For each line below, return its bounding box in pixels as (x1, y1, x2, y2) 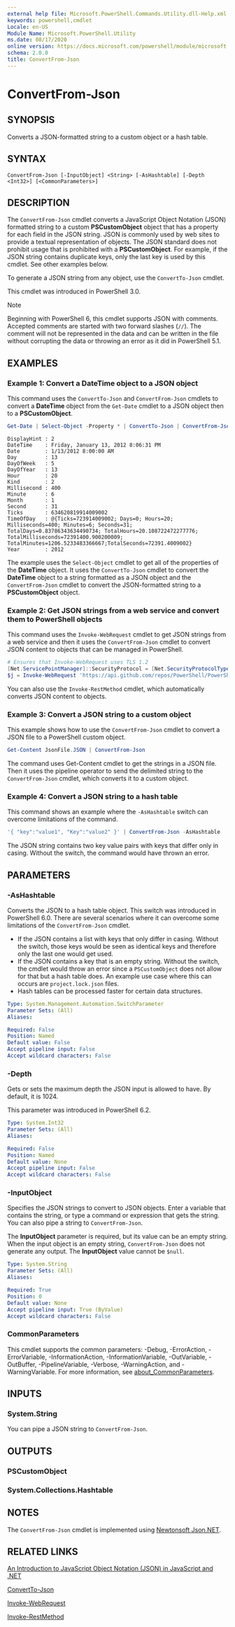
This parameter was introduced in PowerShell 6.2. (7, 1106, 152, 1115)
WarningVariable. (7, 1367, 57, 1376)
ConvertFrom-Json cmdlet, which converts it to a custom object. (7, 774, 189, 783)
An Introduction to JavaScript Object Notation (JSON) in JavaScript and (7, 1565, 213, 1573)
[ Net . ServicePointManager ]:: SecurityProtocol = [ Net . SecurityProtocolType (7, 665, 230, 672)
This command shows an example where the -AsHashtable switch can (7, 808, 208, 816)
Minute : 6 (7, 491, 55, 498)
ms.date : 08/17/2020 (7, 36, 68, 44)
